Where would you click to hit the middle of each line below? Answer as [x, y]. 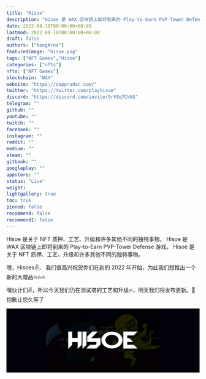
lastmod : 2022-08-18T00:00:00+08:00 [53, 33]
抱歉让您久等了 [25, 299]
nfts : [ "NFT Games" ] [33, 71]
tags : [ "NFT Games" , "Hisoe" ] [44, 58]
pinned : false [25, 207]
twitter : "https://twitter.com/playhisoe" [61, 91]
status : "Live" [26, 181]
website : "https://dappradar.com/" [52, 84]
